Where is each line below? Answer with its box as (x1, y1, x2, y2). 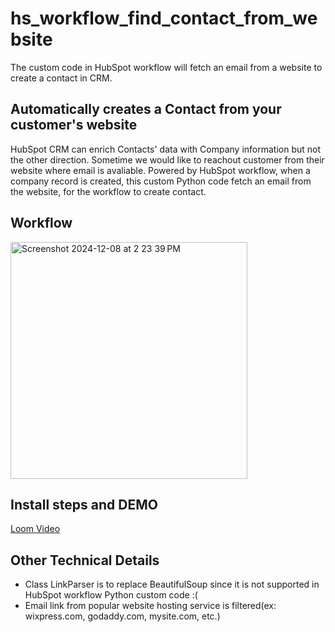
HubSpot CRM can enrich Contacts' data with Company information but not (10, 143, 322, 155)
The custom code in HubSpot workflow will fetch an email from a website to (10, 61, 323, 73)
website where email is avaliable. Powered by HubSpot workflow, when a (10, 164, 311, 176)
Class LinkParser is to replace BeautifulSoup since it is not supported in (24, 578, 320, 591)
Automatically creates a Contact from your (10, 101, 282, 118)
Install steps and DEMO (10, 496, 158, 513)
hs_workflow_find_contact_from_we (10, 7, 318, 30)
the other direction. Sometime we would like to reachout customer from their (10, 153, 325, 166)
